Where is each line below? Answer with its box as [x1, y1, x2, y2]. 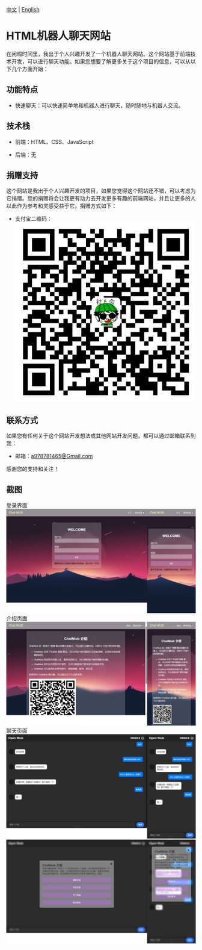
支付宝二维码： [14, 215, 52, 222]
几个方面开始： [11, 65, 49, 72]
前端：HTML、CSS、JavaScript [14, 138, 94, 145]
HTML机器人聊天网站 [6, 29, 111, 43]
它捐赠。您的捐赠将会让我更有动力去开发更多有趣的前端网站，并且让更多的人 [6, 195, 196, 202]
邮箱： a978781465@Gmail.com [14, 453, 93, 460]
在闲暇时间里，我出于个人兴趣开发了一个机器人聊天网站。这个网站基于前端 [6, 50, 191, 57]
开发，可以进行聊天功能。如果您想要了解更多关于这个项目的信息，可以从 [11, 57, 191, 65]
